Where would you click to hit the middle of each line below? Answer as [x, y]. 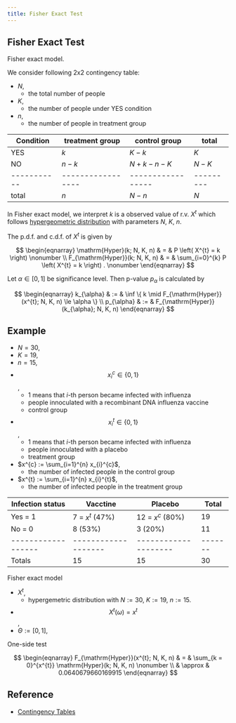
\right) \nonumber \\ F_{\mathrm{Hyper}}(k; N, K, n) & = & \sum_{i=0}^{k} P [118, 258]
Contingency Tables [46, 711]
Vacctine [101, 504]
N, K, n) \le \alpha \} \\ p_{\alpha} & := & [97, 301]
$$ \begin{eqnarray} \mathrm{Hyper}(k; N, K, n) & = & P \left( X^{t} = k [118, 250]
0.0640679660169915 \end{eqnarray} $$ [118, 672]
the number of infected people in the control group [101, 472]
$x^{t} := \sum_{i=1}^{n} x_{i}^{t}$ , [67, 479]
